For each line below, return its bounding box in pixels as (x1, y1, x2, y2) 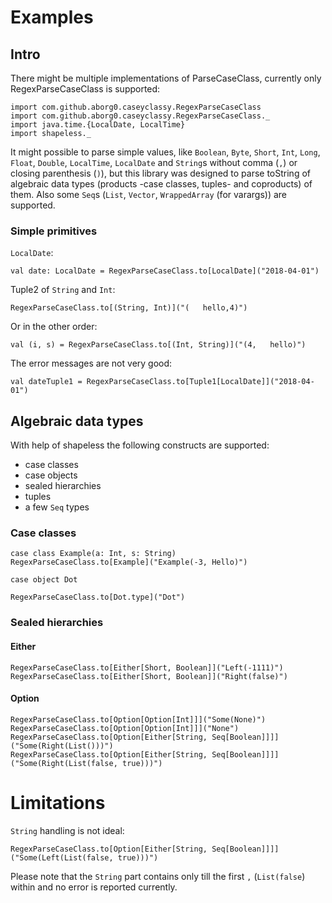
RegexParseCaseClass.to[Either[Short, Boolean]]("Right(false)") (10, 671, 288, 681)
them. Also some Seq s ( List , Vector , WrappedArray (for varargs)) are (10, 189, 288, 200)
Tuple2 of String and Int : (10, 284, 116, 296)
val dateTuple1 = (10, 377, 83, 387)
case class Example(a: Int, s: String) (10, 549, 177, 559)
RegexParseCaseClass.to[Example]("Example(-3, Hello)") (10, 557, 248, 568)
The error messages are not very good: (10, 357, 173, 370)
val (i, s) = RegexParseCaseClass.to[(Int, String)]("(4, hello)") (10, 340, 307, 350)
